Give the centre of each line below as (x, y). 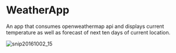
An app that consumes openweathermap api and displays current (85, 26)
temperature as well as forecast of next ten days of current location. (88, 32)
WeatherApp (38, 10)
